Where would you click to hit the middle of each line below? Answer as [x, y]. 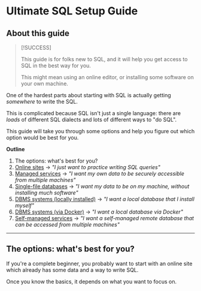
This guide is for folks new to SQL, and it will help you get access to [104, 59]
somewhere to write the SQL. [42, 101]
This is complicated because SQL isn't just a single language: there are [94, 113]
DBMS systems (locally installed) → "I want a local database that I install [104, 199]
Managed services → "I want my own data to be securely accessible [99, 173]
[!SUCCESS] [36, 47]
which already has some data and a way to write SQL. [72, 270]
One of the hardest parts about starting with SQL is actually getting [89, 95]
